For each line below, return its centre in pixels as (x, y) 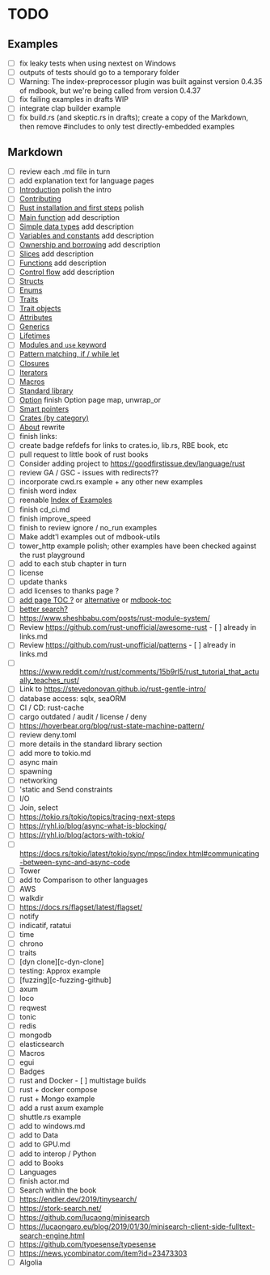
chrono (31, 944)
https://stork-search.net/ (60, 1208)
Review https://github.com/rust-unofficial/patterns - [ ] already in (127, 645)
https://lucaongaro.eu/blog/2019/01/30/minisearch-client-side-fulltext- (137, 1226)
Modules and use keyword (63, 345)
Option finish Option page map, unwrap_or (90, 399)
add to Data (38, 1135)
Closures (34, 363)
